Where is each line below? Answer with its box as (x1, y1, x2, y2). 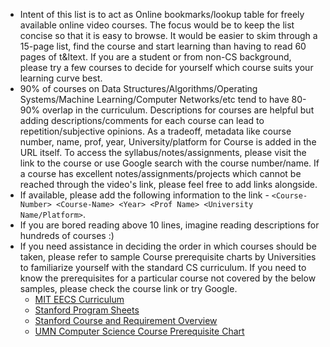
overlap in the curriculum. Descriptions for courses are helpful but (41, 104, 315, 116)
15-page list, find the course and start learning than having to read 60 (19, 40, 307, 52)
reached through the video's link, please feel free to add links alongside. (19, 179, 318, 190)
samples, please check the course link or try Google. (19, 283, 238, 294)
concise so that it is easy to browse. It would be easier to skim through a (19, 30, 318, 41)
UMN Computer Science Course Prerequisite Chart (34, 325, 245, 337)
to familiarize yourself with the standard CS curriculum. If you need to (19, 262, 307, 273)
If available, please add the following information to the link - (19, 189, 270, 201)
